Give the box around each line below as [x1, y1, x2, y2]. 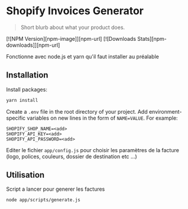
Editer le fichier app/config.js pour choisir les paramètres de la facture [6, 146, 179, 153]
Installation [6, 70, 48, 81]
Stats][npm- [137, 35, 167, 42]
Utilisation [6, 170, 45, 180]
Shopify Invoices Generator [6, 4, 144, 18]
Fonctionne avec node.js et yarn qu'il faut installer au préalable [6, 53, 160, 60]
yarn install [6, 97, 38, 103]
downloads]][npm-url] [6, 41, 60, 49]
